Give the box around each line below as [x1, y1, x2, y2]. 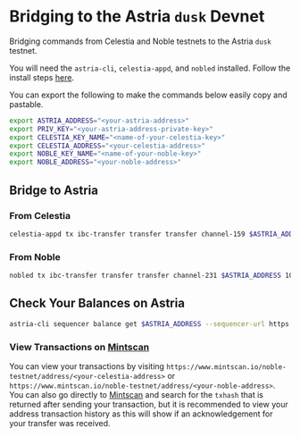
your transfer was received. [9, 417, 111, 428]
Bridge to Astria [9, 182, 98, 197]
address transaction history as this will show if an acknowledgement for [9, 408, 273, 419]
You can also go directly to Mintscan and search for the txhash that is [9, 389, 263, 399]
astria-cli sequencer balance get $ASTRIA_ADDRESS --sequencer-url [9, 319, 266, 328]
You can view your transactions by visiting [9, 360, 165, 372]
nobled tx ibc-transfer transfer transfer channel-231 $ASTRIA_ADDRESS [9, 271, 281, 281]
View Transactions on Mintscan [9, 340, 150, 353]
